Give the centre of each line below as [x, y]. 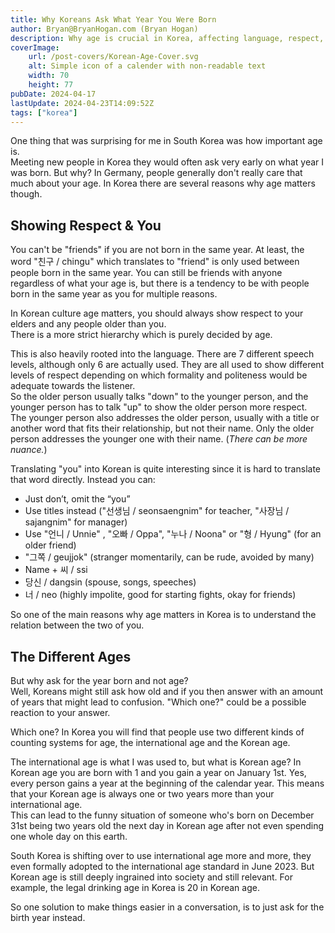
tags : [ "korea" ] [44, 112]
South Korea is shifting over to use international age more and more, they [161, 855]
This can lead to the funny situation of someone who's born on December [162, 815]
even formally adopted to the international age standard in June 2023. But [162, 866]
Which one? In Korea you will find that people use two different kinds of [157, 732]
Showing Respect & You [86, 225]
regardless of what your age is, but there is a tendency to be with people [160, 283]
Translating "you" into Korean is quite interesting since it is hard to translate [165, 469]
